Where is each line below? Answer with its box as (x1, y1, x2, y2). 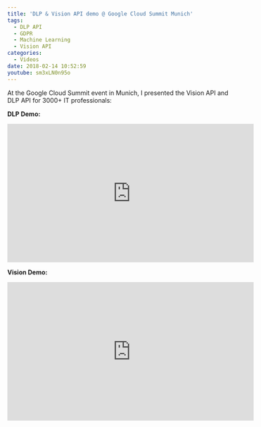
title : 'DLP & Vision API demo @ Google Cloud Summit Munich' (7, 10, 193, 18)
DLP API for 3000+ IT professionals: (7, 96, 113, 104)
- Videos (13, 56, 39, 63)
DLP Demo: (7, 110, 41, 118)
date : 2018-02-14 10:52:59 (7, 63, 87, 70)
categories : (7, 50, 42, 57)
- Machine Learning (13, 37, 71, 44)
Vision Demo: (7, 268, 48, 276)
